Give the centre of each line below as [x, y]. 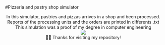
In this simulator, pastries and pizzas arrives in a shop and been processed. [83, 17]
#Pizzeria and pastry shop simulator [42, 7]
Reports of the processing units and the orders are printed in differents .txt [83, 22]
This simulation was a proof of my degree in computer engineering [83, 27]
